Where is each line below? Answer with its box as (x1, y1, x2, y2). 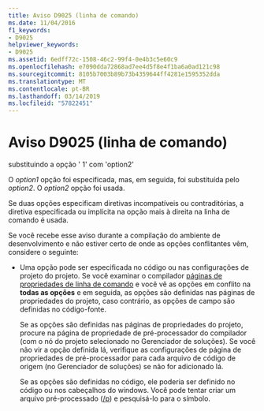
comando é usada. (8, 215, 69, 225)
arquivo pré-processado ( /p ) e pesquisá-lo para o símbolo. (19, 394, 211, 403)
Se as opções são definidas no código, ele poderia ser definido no (19, 377, 236, 387)
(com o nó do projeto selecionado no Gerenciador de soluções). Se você (19, 337, 256, 346)
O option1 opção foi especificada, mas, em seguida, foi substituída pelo (8, 175, 240, 185)
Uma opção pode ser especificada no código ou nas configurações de (19, 263, 250, 272)
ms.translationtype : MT (8, 77, 87, 85)
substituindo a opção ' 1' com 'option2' (8, 159, 135, 170)
